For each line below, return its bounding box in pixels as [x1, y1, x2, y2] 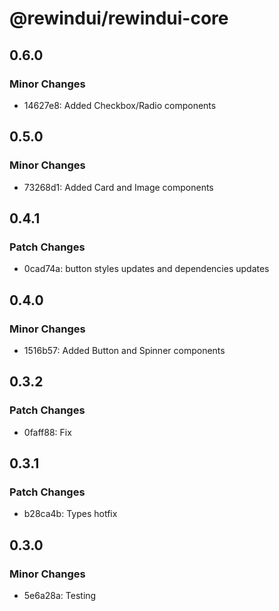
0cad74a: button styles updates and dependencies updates [23, 263, 270, 275]
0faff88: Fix [23, 426, 72, 438]
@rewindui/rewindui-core [9, 7, 229, 30]
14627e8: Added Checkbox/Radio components [23, 99, 217, 111]
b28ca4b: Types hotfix [23, 508, 118, 520]
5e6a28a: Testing [23, 590, 97, 601]
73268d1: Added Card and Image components [23, 181, 214, 193]
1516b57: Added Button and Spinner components [23, 344, 226, 356]
